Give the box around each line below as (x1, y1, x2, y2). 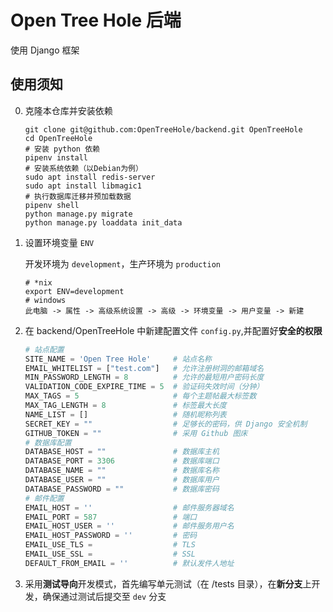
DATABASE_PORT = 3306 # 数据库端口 (24, 456, 220, 466)
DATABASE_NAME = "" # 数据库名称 (24, 466, 220, 476)
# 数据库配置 (24, 437, 72, 448)
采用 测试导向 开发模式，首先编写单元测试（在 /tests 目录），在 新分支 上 (24, 577, 312, 590)
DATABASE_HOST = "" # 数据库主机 (24, 447, 220, 457)
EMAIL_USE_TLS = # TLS (24, 540, 196, 550)
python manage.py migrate (24, 209, 133, 219)
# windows (24, 295, 67, 305)
